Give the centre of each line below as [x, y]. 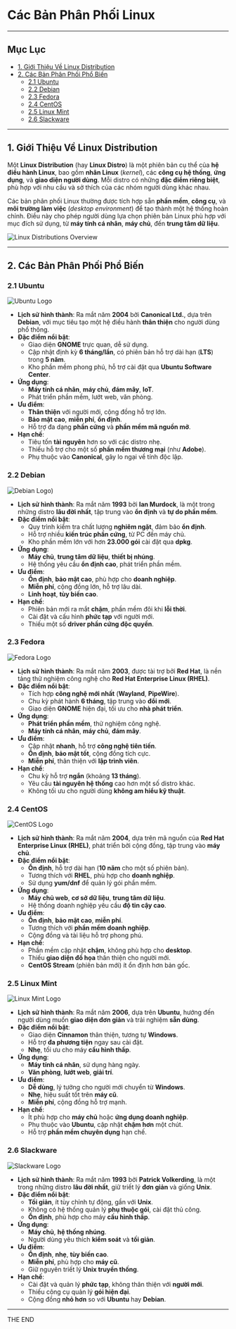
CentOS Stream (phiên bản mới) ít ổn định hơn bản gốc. [109, 966]
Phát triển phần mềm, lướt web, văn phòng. [90, 397]
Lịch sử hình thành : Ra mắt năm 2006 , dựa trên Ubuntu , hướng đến [116, 1012]
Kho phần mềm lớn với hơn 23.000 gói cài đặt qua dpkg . [110, 542]
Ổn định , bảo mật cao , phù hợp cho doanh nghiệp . [102, 579]
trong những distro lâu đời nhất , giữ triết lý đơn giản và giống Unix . [114, 1187]
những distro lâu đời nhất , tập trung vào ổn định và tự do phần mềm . [117, 511]
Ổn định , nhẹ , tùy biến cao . [68, 1254]
